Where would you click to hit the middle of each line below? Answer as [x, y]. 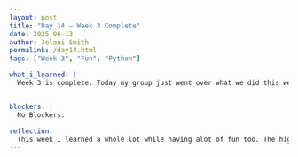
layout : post [33, 17]
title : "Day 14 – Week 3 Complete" [75, 26]
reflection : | [35, 131]
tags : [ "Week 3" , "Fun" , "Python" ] [75, 59]
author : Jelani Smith [49, 42]
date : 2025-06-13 [41, 34]
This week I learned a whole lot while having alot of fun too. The [146, 139]
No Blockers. [41, 115]
